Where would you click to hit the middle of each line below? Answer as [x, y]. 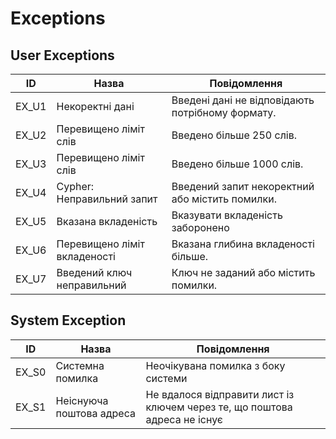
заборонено [200, 227]
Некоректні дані [95, 106]
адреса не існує [184, 419]
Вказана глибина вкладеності [243, 244]
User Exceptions [62, 55]
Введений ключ [94, 272]
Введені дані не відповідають [243, 100]
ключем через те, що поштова [219, 407]
